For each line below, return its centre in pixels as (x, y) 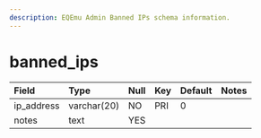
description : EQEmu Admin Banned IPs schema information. (120, 17)
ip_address (37, 106)
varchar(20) (94, 106)
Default (196, 91)
